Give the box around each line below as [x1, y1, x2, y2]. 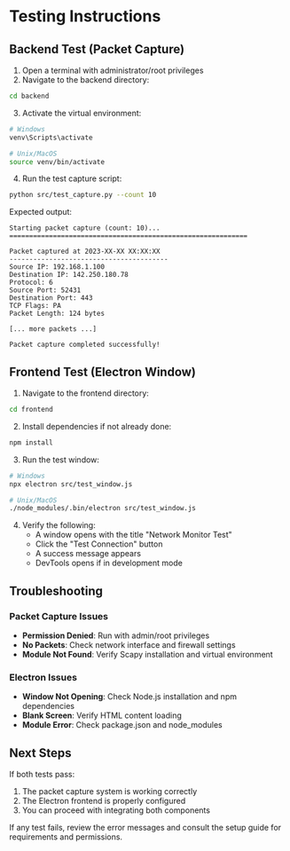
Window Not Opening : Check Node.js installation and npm [21, 691, 238, 702]
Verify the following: [21, 520, 96, 531]
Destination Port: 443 [9, 294, 93, 303]
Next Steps [9, 745, 72, 760]
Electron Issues [9, 671, 78, 683]
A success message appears [35, 548, 142, 559]
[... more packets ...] [9, 325, 98, 334]
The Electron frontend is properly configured [21, 796, 186, 807]
